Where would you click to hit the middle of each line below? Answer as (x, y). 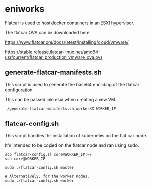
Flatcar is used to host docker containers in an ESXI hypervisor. (70, 23)
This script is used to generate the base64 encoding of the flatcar (72, 84)
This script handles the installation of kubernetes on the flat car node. (76, 135)
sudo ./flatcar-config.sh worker (40, 180)
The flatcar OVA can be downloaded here (48, 32)
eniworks (25, 9)
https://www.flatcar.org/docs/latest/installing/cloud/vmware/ (67, 42)
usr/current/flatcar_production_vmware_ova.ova (54, 57)
